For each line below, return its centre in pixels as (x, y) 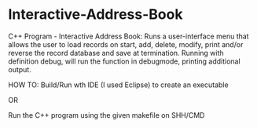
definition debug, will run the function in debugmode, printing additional (125, 61)
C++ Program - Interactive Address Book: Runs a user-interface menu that (128, 36)
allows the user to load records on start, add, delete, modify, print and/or (126, 44)
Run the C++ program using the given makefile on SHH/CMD (106, 115)
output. (20, 69)
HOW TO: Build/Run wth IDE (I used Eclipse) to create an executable (119, 85)
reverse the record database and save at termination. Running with (116, 53)
